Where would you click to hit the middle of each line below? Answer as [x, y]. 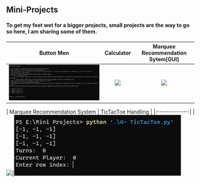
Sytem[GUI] [164, 59]
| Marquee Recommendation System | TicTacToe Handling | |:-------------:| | [100, 112]
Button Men [54, 53]
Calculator [118, 53]
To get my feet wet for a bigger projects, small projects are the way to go [98, 25]
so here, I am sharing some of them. [52, 31]
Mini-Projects [32, 10]
